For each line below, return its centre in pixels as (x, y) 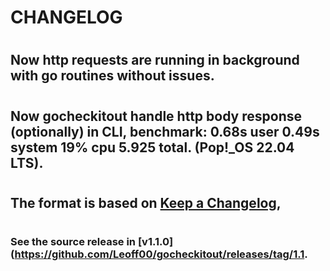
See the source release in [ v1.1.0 (90, 241)
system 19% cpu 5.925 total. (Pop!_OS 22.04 (152, 147)
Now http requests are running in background (155, 60)
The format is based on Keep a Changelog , (146, 202)
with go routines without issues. (112, 76)
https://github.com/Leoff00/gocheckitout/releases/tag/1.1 (159, 254)
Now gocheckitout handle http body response (156, 116)
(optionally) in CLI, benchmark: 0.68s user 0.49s (165, 131)
